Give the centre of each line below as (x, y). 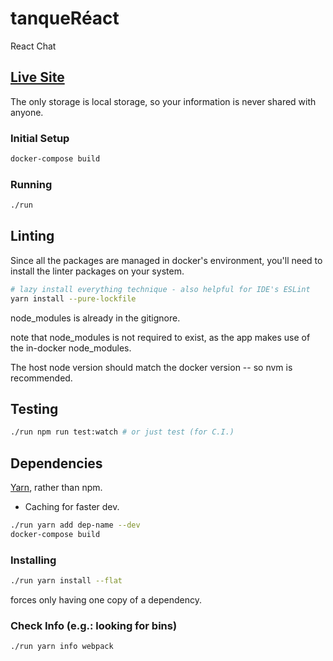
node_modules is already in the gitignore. (95, 318)
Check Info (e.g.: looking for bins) (94, 625)
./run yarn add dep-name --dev (75, 525)
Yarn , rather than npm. (56, 488)
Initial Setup (40, 138)
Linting (32, 236)
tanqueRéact (65, 18)
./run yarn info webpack (62, 647)
